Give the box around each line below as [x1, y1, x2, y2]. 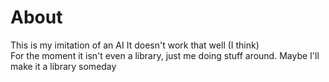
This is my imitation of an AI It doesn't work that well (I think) [10, 39, 260, 51]
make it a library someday [10, 60, 117, 72]
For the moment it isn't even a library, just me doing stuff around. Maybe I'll [10, 49, 320, 61]
